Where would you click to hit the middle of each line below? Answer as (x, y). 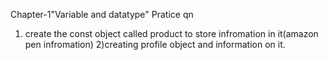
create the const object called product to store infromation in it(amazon (171, 33)
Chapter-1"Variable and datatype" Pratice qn (102, 14)
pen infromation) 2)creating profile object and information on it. (155, 44)
